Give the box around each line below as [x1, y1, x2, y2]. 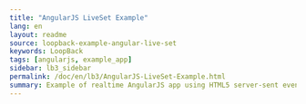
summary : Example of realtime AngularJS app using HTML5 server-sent [9, 80, 280, 90]
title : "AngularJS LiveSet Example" [9, 13, 148, 23]
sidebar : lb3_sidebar [9, 64, 92, 73]
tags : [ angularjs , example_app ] [9, 55, 132, 64]
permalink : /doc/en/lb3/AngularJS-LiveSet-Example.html [9, 72, 226, 81]
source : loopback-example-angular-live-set [9, 38, 178, 48]
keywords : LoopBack [9, 47, 84, 56]
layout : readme [9, 30, 67, 39]
